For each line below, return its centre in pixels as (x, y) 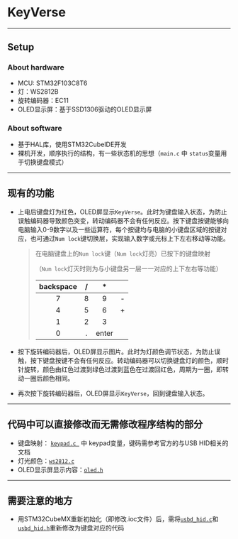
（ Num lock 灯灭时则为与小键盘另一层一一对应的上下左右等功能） (129, 268)
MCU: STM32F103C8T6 (52, 83)
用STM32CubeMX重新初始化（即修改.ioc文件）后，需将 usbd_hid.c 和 (118, 519)
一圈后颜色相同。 (49, 378)
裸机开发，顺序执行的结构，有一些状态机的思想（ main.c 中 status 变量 (119, 153)
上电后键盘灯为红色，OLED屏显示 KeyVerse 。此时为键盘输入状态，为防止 (123, 212)
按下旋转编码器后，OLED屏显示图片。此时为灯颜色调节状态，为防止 (116, 352)
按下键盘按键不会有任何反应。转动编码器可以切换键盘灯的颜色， (123, 360)
